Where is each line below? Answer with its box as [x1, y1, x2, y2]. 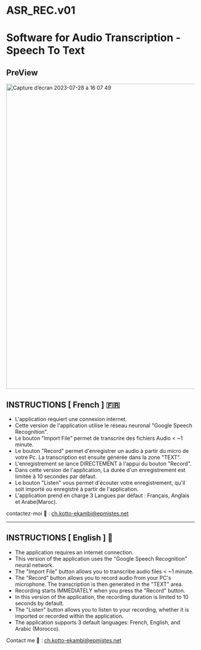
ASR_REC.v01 [6, 4, 76, 17]
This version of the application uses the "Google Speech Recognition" [14, 555, 187, 562]
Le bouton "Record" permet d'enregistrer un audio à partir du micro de [14, 448, 190, 454]
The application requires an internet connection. [14, 549, 134, 556]
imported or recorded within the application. [14, 612, 124, 619]
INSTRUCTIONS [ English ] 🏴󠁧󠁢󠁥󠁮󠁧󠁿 [6, 533, 113, 543]
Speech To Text [6, 44, 85, 58]
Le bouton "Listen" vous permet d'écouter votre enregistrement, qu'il [14, 479, 185, 486]
